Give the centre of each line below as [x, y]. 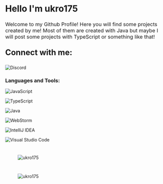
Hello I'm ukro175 [42, 9]
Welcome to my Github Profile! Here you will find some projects [81, 24]
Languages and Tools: [32, 80]
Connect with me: [39, 52]
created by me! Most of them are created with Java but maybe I [82, 30]
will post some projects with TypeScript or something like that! [80, 37]
